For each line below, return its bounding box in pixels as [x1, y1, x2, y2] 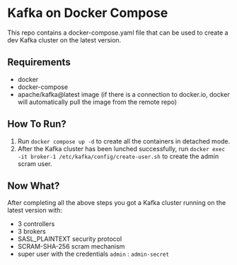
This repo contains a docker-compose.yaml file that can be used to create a [7, 28, 229, 37]
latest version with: [7, 206, 62, 215]
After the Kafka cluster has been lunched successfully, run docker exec [17, 144, 225, 153]
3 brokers [17, 228, 46, 236]
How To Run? [7, 118, 67, 130]
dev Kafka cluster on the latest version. [7, 35, 122, 44]
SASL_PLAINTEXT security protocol [17, 235, 122, 243]
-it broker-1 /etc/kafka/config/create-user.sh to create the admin [17, 152, 219, 160]
